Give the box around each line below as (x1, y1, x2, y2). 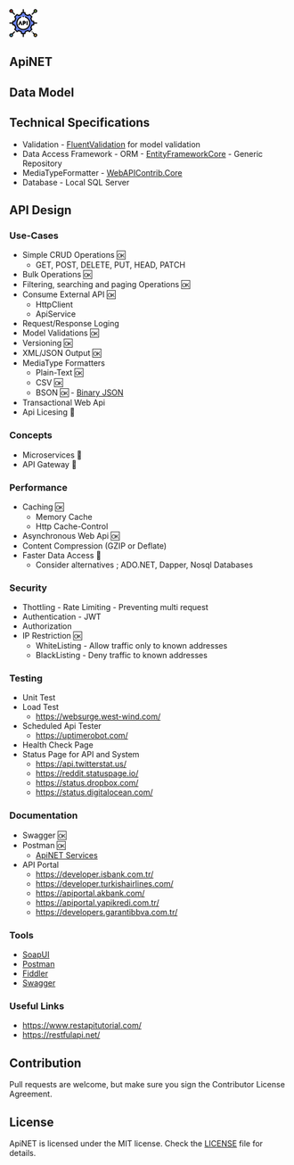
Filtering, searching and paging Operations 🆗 (21, 279, 191, 290)
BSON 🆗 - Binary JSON (35, 387, 124, 398)
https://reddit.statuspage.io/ (35, 768, 139, 779)
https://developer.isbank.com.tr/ (35, 869, 154, 880)
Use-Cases (9, 229, 60, 242)
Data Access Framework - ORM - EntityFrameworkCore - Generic (21, 148, 264, 159)
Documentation (9, 809, 78, 822)
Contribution (9, 1055, 82, 1070)
